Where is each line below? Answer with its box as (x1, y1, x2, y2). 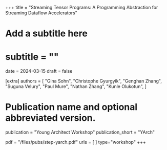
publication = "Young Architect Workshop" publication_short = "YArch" (5, 129, 155, 135)
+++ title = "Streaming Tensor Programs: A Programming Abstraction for (5, 5, 158, 10)
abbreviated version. (5, 112, 96, 124)
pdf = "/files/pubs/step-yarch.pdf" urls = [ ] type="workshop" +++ (5, 139, 146, 145)
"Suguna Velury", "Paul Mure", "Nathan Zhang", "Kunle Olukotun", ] (5, 83, 147, 90)
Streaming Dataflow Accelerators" (5, 10, 78, 16)
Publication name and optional (5, 101, 138, 113)
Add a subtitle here (5, 28, 88, 39)
